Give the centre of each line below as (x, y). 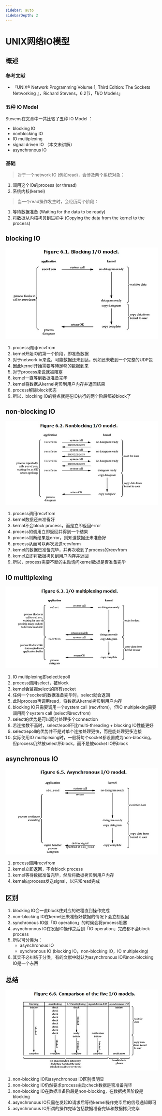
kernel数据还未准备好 (34, 519)
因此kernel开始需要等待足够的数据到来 (51, 366)
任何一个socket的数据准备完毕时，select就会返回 (61, 695)
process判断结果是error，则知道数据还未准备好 (59, 538)
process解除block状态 (35, 390)
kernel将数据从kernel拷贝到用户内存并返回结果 (59, 384)
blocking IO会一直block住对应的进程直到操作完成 (61, 910)
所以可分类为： (27, 940)
